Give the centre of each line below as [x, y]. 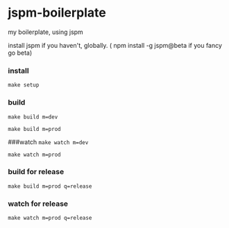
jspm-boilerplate [57, 13]
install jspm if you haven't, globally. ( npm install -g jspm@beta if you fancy [115, 45]
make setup [24, 85]
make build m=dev [33, 117]
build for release [36, 172]
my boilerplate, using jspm [46, 32]
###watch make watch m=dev [48, 142]
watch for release [38, 204]
